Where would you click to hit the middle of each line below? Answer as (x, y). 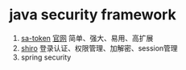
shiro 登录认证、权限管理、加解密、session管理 (99, 48)
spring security (46, 57)
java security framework (93, 15)
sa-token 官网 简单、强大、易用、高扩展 (87, 38)
